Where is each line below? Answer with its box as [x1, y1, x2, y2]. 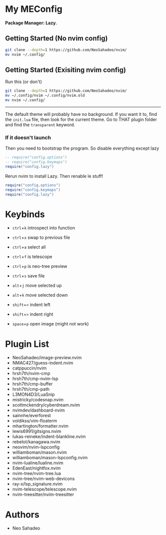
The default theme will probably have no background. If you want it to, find [5, 111, 157, 117]
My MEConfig [5, 3, 63, 15]
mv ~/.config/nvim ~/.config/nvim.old [5, 93, 85, 98]
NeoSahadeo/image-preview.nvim [12, 355, 82, 361]
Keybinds [5, 209, 45, 220]
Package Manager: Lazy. [5, 20, 57, 26]
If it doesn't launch [5, 134, 51, 141]
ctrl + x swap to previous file [12, 234, 70, 241]
